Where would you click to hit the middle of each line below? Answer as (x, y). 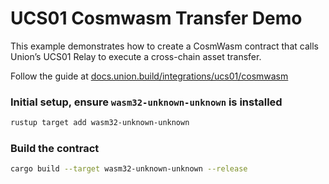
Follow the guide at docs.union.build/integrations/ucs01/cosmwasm (149, 76)
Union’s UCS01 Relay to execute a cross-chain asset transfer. (136, 56)
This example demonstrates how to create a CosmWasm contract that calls (164, 46)
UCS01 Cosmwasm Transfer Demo (156, 18)
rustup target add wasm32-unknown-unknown (100, 123)
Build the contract (55, 149)
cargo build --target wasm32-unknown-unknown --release (129, 169)
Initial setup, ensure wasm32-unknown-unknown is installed (146, 102)
